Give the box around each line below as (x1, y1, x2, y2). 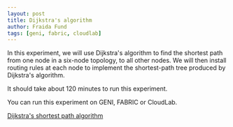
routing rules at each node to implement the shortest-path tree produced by (7, 63, 226, 72)
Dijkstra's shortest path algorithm (7, 112, 104, 120)
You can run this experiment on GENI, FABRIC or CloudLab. (7, 98, 178, 107)
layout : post (7, 10, 45, 17)
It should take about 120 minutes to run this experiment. (7, 84, 168, 93)
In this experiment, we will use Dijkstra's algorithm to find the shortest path (7, 49, 223, 57)
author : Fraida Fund (7, 23, 68, 30)
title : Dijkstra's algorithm (7, 17, 92, 24)
